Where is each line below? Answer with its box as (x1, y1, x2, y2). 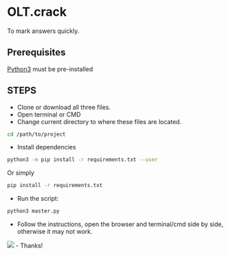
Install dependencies (16, 143, 77, 151)
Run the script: (16, 195, 59, 203)
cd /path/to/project (7, 131, 67, 138)
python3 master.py (7, 208, 60, 215)
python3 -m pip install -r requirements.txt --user (7, 156, 158, 163)
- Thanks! (15, 241, 43, 250)
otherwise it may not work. (16, 228, 93, 236)
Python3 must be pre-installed (7, 64, 93, 73)
